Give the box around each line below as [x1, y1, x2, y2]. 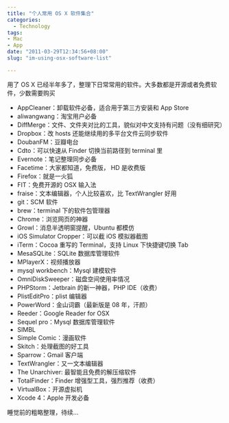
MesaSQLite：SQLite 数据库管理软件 [16, 249, 120, 257]
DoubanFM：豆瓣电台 [16, 138, 79, 146]
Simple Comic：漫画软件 [16, 333, 87, 341]
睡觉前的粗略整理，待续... [7, 408, 79, 416]
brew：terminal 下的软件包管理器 [16, 206, 110, 215]
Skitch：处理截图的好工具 [16, 342, 89, 350]
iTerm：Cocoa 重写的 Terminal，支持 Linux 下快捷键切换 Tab [16, 241, 189, 249]
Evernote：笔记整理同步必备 [16, 155, 97, 163]
